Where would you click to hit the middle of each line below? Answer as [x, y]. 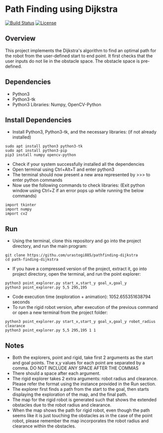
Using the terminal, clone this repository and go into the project [77, 241]
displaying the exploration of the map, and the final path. [70, 394]
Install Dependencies [38, 120]
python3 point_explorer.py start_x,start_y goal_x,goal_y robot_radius [80, 322]
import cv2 [16, 214]
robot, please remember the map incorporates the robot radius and [81, 421]
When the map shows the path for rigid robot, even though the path [81, 410]
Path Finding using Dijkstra [61, 9]
